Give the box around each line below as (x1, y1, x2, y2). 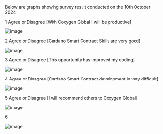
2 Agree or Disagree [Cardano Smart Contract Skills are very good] (5, 38, 141, 44)
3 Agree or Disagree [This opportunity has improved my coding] (5, 57, 135, 63)
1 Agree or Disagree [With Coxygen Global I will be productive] (5, 19, 132, 25)
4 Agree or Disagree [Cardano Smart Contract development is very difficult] (5, 76, 159, 81)
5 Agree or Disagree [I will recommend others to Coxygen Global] (5, 95, 137, 101)
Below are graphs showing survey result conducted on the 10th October (5, 4, 151, 10)
